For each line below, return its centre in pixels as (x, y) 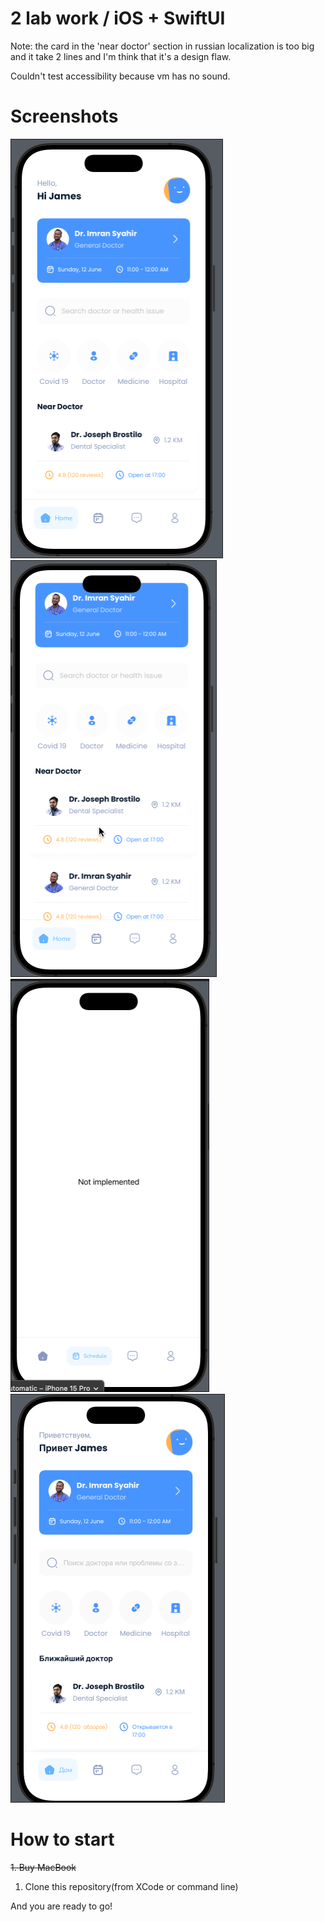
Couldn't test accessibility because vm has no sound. (120, 76)
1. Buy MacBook (43, 1867)
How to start (62, 1839)
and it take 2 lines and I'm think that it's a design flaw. (121, 56)
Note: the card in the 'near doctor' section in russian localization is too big (162, 46)
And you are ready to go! (61, 1906)
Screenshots (64, 116)
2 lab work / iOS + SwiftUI (118, 18)
